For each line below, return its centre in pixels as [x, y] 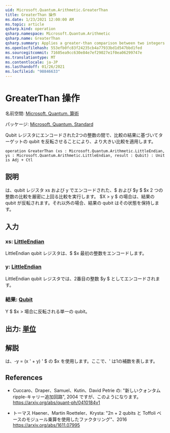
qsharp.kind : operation [31, 29]
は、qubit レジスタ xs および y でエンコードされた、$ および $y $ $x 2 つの [84, 190]
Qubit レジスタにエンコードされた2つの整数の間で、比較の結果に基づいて [82, 135]
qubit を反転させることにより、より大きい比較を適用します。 [92, 141]
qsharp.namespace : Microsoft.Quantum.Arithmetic [58, 34]
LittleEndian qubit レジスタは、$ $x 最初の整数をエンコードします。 [76, 253]
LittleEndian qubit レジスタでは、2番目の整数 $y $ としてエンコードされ [80, 279]
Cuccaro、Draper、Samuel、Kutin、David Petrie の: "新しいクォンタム [87, 391]
